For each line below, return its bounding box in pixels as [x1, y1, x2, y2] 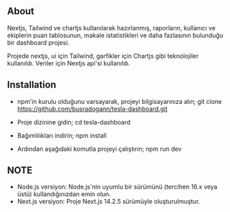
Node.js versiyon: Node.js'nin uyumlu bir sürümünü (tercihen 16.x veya [17, 182, 218, 191]
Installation [7, 79, 56, 91]
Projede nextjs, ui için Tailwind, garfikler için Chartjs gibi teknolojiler [7, 52, 199, 60]
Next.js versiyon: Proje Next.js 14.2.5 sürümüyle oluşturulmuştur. [17, 198, 200, 206]
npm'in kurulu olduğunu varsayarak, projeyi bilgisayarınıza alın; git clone [17, 97, 222, 105]
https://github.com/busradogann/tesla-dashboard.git [17, 105, 168, 113]
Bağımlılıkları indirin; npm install [17, 131, 107, 140]
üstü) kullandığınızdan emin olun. [17, 190, 112, 198]
